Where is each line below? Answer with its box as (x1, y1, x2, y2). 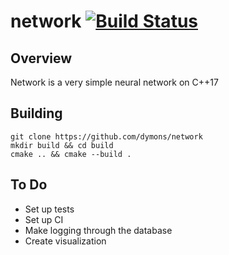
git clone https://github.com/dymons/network (10, 131, 203, 142)
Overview (10, 50, 73, 67)
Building (10, 105, 63, 122)
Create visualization (24, 235, 107, 247)
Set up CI (24, 213, 64, 225)
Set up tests (24, 203, 75, 215)
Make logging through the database (24, 224, 173, 236)
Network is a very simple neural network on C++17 (10, 76, 219, 88)
